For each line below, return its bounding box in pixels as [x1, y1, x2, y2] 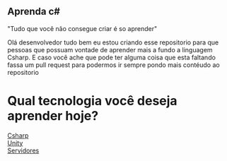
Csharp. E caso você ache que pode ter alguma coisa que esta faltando [7, 53, 216, 61]
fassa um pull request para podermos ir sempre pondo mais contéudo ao [7, 60, 221, 69]
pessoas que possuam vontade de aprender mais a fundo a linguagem [7, 45, 214, 54]
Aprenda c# [7, 6, 60, 18]
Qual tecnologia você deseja [7, 93, 178, 109]
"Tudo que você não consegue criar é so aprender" [7, 24, 158, 32]
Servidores [7, 146, 40, 155]
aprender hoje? [7, 108, 99, 124]
